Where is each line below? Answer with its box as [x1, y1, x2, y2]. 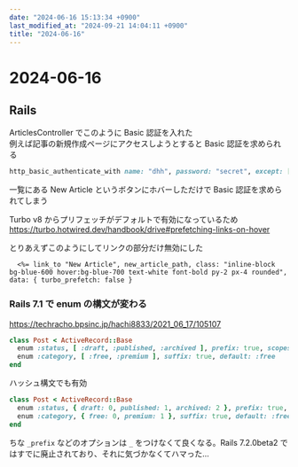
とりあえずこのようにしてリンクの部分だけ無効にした [9, 243, 204, 253]
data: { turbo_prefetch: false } [9, 276, 133, 284]
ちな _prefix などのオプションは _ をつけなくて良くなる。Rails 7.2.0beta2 [9, 437, 278, 448]
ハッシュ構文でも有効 [9, 377, 87, 388]
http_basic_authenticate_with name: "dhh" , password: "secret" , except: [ [9, 167, 292, 176]
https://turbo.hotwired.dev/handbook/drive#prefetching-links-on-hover [9, 224, 271, 235]
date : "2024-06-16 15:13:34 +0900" [9, 12, 141, 22]
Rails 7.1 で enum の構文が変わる [9, 298, 148, 310]
